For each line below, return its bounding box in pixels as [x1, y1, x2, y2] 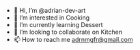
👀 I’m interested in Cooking [13, 14, 90, 22]
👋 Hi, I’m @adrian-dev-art [13, 7, 86, 14]
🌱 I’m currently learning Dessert [13, 21, 104, 28]
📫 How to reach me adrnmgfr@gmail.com [13, 36, 133, 43]
